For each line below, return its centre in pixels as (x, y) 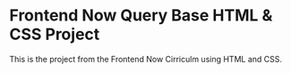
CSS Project (55, 34)
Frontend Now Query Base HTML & (141, 16)
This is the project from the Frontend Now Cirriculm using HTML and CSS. (146, 59)
